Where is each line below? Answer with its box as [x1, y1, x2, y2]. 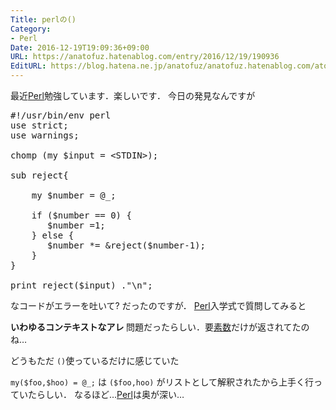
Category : [10, 24, 52, 34]
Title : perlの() [10, 14, 77, 25]
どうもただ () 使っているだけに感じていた [10, 355, 180, 366]
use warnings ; [10, 130, 80, 141]
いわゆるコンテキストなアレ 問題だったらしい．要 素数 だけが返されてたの [10, 321, 310, 333]
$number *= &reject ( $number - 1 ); [47, 240, 206, 251]
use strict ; [10, 120, 69, 131]
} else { [31, 230, 75, 241]
